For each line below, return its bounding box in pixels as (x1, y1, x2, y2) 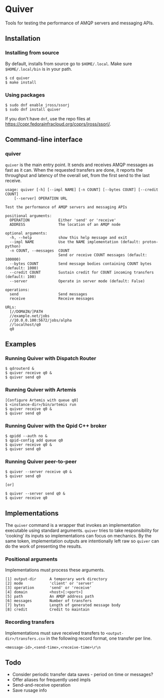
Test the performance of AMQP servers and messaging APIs (5, 204, 127, 209)
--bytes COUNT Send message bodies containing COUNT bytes (9, 261, 152, 266)
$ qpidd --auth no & (5, 433, 48, 438)
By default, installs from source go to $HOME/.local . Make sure (5, 61, 132, 67)
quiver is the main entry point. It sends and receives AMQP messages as (5, 162, 154, 168)
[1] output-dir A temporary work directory (5, 577, 108, 582)
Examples (5, 340, 36, 348)
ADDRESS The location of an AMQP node (9, 222, 121, 227)
